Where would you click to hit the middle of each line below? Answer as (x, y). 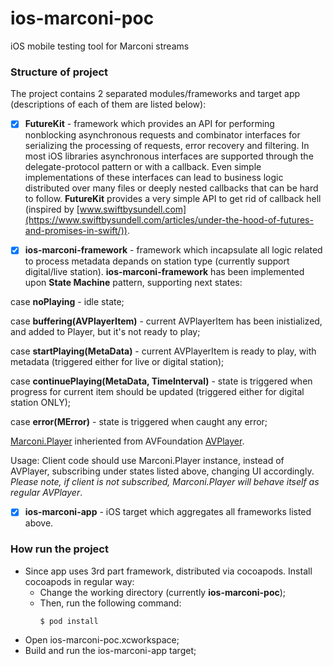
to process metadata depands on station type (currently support (157, 261)
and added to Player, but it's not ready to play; (105, 332)
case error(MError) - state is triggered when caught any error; (139, 422)
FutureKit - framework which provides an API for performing (149, 124)
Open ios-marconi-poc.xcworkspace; (102, 639)
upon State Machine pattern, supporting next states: (133, 283)
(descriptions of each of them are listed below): (108, 104)
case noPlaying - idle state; (67, 302)
